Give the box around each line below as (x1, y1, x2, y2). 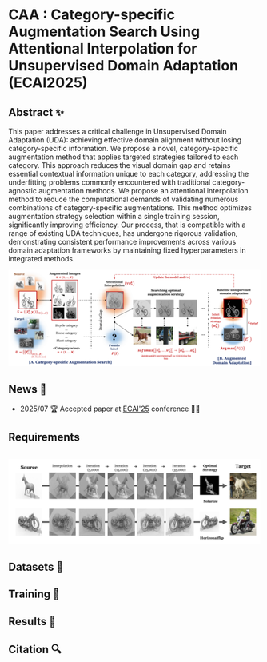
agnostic (8, 186, 38, 195)
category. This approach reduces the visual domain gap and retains (8, 161, 231, 169)
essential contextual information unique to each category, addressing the (8, 169, 249, 178)
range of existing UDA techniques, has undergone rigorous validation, (8, 229, 238, 237)
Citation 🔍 (8, 642, 62, 656)
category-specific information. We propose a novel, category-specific (8, 144, 238, 153)
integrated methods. (8, 254, 75, 263)
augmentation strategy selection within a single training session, (8, 212, 220, 221)
